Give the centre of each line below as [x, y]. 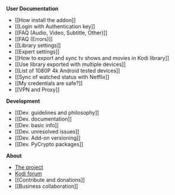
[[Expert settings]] [37, 52]
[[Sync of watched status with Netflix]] [62, 77]
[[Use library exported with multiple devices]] [70, 64]
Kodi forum [28, 174]
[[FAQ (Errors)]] [34, 39]
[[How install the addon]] [45, 20]
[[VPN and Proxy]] [37, 89]
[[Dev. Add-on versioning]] [48, 138]
